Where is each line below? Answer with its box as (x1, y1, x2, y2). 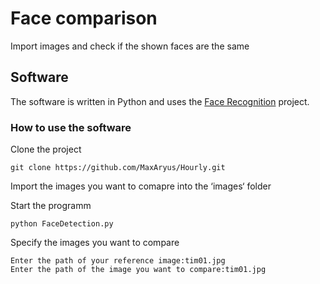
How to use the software (10, 120, 132, 134)
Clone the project (10, 143, 82, 156)
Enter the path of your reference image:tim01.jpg (10, 256, 226, 266)
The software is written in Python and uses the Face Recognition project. (10, 95, 310, 107)
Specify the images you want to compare (10, 237, 180, 249)
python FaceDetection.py (10, 219, 114, 229)
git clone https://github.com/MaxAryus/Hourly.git (10, 163, 226, 173)
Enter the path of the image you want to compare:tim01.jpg (10, 265, 267, 275)
